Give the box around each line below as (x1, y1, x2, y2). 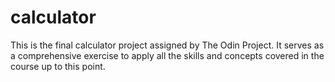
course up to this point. (10, 60, 106, 72)
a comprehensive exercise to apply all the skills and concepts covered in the (10, 49, 325, 61)
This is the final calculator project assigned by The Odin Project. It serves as (10, 39, 325, 51)
